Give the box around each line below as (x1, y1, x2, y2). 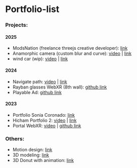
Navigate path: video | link (12, 78, 67, 85)
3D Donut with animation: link (12, 157, 74, 163)
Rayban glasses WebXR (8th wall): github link (12, 84, 107, 90)
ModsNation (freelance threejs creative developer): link (12, 45, 128, 51)
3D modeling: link (12, 152, 50, 158)
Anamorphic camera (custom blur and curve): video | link (12, 50, 132, 56)
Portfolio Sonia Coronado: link (12, 112, 75, 118)
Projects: (5, 22, 28, 29)
